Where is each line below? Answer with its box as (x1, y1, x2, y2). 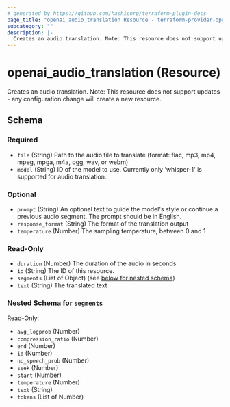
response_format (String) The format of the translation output (16, 220, 189, 228)
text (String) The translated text (16, 281, 107, 289)
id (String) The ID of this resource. (16, 267, 115, 275)
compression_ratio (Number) (16, 334, 99, 343)
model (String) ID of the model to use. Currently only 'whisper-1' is (16, 165, 202, 173)
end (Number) (16, 341, 56, 350)
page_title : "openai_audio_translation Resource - (7, 16, 155, 23)
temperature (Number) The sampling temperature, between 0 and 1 (16, 227, 206, 235)
